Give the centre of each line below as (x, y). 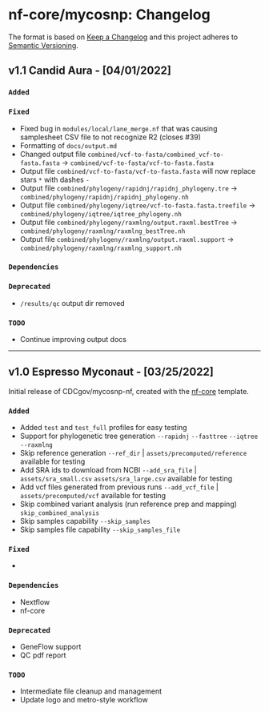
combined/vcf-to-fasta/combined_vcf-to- (156, 155)
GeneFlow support (50, 647)
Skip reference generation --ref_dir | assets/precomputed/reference (133, 453)
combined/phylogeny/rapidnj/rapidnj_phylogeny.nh (104, 197)
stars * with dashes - (54, 179)
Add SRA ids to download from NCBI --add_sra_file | (108, 470)
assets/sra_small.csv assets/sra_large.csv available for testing (126, 479)
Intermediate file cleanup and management (91, 691)
